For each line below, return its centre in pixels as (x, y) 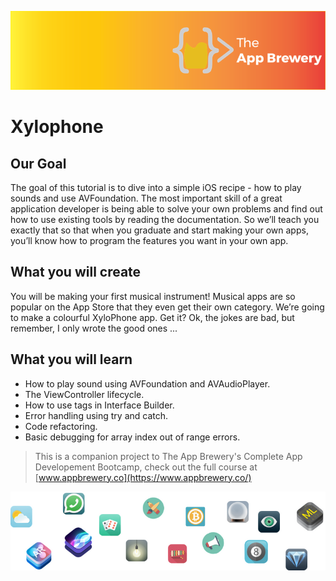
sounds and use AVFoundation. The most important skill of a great (146, 198)
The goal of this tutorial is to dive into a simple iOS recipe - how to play (156, 187)
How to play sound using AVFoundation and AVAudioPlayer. (147, 383)
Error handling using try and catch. (96, 415)
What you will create (76, 272)
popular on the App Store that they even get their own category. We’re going (167, 307)
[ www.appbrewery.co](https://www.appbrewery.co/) (143, 477)
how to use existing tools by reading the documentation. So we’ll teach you (165, 219)
